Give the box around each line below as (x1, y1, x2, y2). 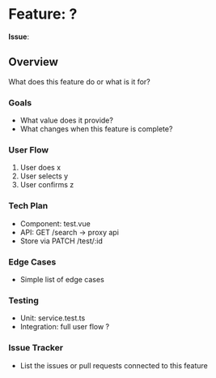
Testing (8, 294, 39, 306)
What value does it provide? (19, 115, 113, 126)
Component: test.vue (19, 218, 91, 228)
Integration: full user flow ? (19, 322, 110, 332)
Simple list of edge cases (19, 274, 105, 284)
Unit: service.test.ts (19, 313, 86, 323)
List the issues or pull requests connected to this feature (19, 360, 209, 370)
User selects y (19, 171, 69, 181)
